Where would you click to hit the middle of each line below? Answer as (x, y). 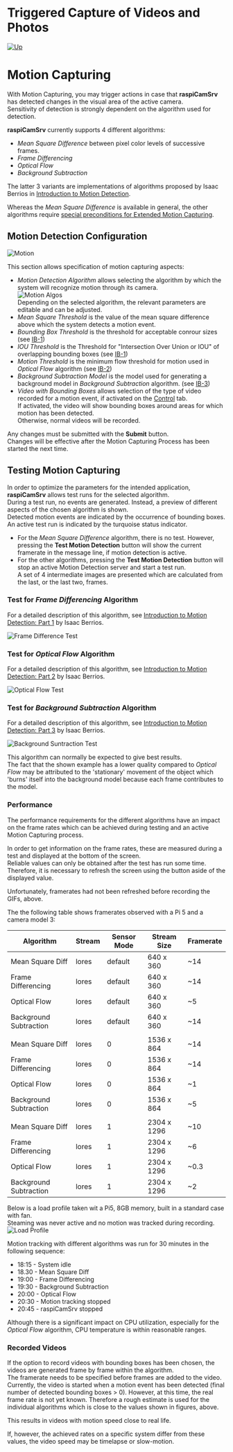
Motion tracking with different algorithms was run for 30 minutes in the (108, 1243)
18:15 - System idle (44, 1264)
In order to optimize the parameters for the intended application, (99, 487)
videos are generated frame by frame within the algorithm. (91, 1370)
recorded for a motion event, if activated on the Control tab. (102, 398)
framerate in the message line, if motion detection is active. (102, 552)
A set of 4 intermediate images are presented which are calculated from (120, 574)
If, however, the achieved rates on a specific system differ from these (106, 1434)
